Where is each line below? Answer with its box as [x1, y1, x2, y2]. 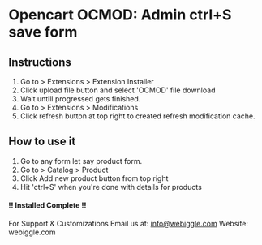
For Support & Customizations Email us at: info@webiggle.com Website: [8, 219, 249, 229]
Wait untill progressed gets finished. [19, 94, 141, 103]
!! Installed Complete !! [8, 200, 87, 210]
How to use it [8, 135, 76, 148]
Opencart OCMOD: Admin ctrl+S [8, 6, 232, 24]
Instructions [8, 55, 71, 69]
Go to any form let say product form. [19, 156, 143, 165]
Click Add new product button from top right [19, 173, 169, 183]
